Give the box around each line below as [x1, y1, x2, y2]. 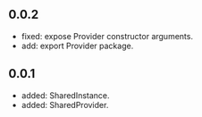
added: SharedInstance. [21, 89, 110, 101]
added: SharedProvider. [21, 99, 109, 110]
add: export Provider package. [21, 40, 134, 51]
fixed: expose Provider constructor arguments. [21, 30, 194, 41]
